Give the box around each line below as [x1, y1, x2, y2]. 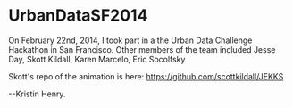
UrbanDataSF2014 [8, 5, 148, 26]
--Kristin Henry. [8, 88, 66, 99]
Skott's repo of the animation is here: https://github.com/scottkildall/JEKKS [8, 71, 284, 81]
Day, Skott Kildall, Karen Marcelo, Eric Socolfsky [8, 54, 186, 64]
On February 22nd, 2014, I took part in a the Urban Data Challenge [8, 35, 253, 46]
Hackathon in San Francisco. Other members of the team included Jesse [8, 44, 276, 54]
